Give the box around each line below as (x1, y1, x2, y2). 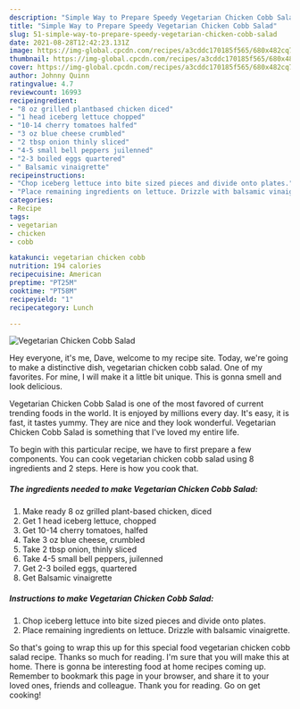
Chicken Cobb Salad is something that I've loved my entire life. (9, 427, 239, 438)
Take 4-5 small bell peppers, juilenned (21, 554, 163, 564)
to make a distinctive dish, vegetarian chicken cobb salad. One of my (9, 363, 263, 373)
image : (9, 46, 34, 55)
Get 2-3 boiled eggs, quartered (21, 563, 137, 574)
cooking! (9, 689, 42, 701)
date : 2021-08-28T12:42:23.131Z (9, 38, 129, 47)
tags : (9, 212, 29, 221)
